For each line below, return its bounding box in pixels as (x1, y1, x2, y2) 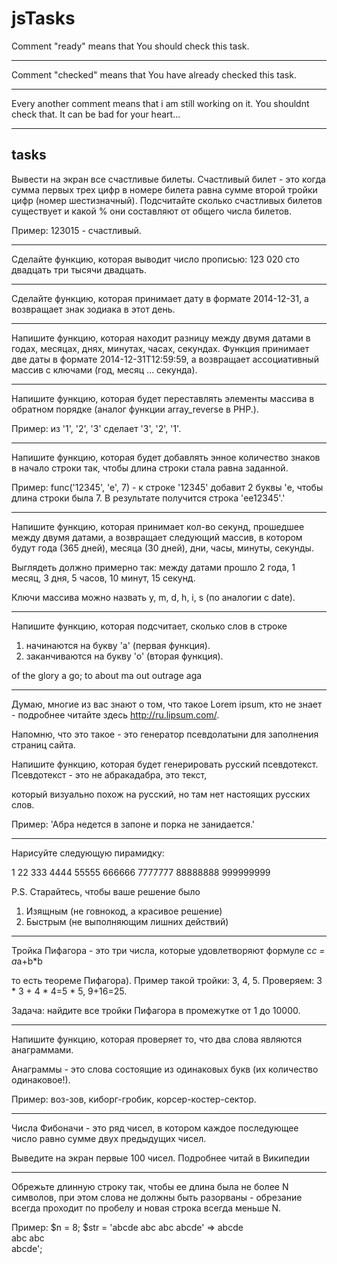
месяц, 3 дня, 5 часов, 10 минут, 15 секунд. (11, 572, 196, 584)
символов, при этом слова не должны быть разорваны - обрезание (11, 1191, 303, 1203)
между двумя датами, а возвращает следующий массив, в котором (11, 531, 303, 543)
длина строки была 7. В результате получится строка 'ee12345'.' (11, 492, 286, 504)
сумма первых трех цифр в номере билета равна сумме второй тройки (11, 183, 318, 196)
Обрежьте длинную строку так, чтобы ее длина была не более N (11, 1180, 289, 1192)
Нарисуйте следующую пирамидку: (11, 847, 165, 859)
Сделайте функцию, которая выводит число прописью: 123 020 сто (11, 253, 300, 265)
